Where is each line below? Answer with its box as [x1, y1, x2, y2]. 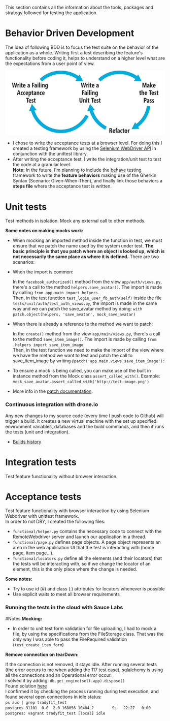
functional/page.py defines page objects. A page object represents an [12, 539, 161, 545]
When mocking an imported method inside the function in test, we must [12, 237, 162, 243]
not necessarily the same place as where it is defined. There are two [12, 254, 159, 260]
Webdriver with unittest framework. [5, 513, 80, 519]
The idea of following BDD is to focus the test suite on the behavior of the [5, 44, 159, 50]
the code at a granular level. [12, 162, 72, 168]
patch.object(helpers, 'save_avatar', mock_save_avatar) [12, 312, 136, 317]
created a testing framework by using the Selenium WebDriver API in [12, 145, 156, 151]
